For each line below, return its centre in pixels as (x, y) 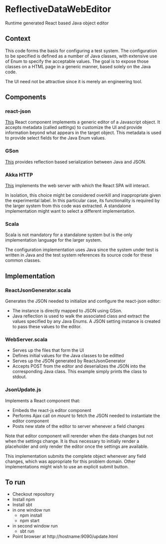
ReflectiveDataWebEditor (58, 9)
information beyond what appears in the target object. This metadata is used (83, 133)
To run (15, 482)
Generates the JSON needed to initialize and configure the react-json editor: (83, 301)
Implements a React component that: (43, 401)
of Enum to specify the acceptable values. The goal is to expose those (77, 61)
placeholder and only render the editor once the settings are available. (77, 446)
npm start (29, 521)
